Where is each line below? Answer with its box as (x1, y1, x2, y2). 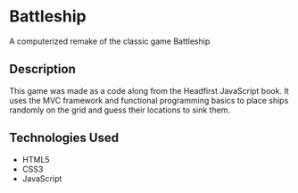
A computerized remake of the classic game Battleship (9, 36, 211, 46)
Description (9, 62, 76, 77)
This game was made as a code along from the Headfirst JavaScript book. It (9, 85, 290, 96)
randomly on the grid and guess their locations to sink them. (9, 105, 230, 115)
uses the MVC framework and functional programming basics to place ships (9, 95, 289, 105)
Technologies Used (9, 130, 119, 146)
